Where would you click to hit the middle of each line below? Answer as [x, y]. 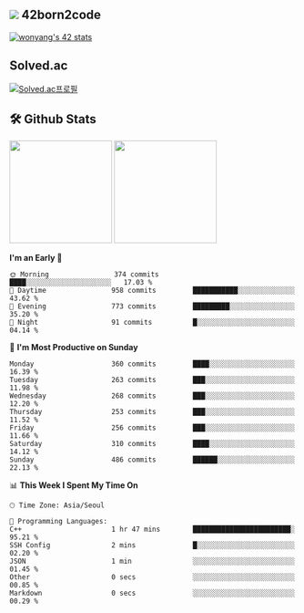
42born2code [61, 15]
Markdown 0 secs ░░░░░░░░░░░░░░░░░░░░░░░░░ [152, 593]
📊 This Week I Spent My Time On [74, 485]
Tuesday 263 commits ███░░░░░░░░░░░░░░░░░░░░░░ [152, 380]
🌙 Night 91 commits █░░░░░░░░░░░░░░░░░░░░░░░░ [152, 323]
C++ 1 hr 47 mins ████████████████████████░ [152, 530]
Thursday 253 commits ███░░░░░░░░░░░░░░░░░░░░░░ [152, 412]
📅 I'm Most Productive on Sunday [74, 348]
